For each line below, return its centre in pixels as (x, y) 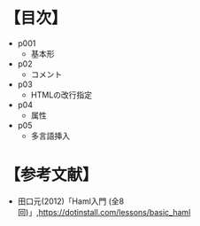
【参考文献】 (52, 175)
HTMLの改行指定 (62, 95)
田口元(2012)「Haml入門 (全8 (71, 201)
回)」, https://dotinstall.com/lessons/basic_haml (104, 212)
